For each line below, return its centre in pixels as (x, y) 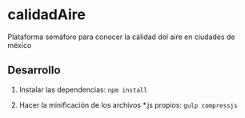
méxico (20, 45)
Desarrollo (34, 71)
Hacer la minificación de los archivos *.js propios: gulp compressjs (128, 104)
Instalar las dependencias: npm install (83, 89)
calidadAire (46, 15)
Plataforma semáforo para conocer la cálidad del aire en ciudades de (121, 37)
